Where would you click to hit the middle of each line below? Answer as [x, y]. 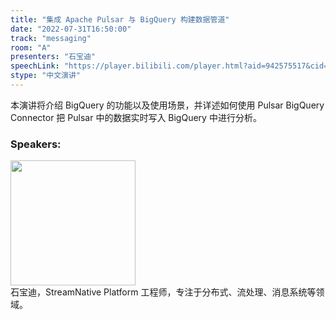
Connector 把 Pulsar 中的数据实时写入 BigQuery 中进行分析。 [136, 117]
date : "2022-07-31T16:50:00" [71, 29]
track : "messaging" [51, 38]
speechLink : [35, 66]
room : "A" [31, 47]
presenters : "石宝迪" [53, 57]
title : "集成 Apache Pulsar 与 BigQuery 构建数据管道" [120, 19]
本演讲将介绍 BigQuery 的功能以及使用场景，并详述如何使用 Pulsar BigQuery [167, 105]
